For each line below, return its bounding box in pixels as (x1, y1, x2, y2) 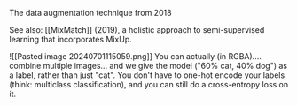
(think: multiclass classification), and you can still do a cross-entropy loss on (9, 79, 289, 89)
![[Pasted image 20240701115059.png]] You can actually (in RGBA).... (9, 51, 262, 61)
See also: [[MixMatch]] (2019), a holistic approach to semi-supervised (9, 25, 265, 34)
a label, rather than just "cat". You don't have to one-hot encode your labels (9, 70, 285, 80)
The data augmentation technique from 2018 (9, 8, 172, 18)
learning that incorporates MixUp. (9, 34, 133, 44)
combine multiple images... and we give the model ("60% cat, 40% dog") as (9, 61, 288, 71)
